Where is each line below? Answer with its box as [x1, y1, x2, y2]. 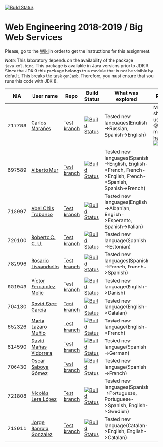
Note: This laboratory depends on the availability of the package [5, 57, 133, 63]
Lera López [31, 395, 57, 402]
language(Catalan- [104, 422, 148, 429]
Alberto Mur [31, 166, 59, 173]
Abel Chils [31, 205, 54, 212]
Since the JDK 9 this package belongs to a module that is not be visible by [5, 68, 154, 73]
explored [116, 95, 137, 102]
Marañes [31, 125, 51, 132]
